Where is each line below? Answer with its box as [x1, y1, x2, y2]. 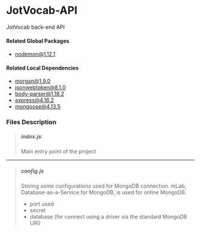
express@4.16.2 [14, 97, 54, 104]
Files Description [6, 118, 57, 126]
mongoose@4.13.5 [14, 103, 61, 110]
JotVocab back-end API [6, 23, 65, 31]
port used [29, 200, 54, 207]
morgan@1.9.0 [14, 77, 51, 85]
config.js [20, 167, 44, 174]
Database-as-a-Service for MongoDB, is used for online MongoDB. [20, 189, 187, 196]
